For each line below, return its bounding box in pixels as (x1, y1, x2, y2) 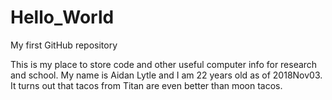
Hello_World (10, 6, 115, 29)
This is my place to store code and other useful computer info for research (10, 58, 318, 70)
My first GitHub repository (10, 39, 118, 51)
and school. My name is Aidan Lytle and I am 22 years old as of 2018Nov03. (10, 69, 323, 81)
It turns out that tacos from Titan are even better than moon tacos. (10, 79, 283, 91)
